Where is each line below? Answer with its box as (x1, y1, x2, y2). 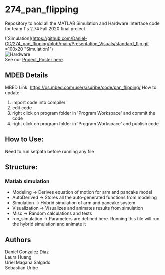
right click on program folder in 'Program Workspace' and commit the (12, 110, 156, 116)
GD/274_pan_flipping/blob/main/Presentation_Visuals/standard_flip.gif (5, 40, 149, 46)
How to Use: (5, 135, 44, 144)
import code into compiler (12, 99, 66, 105)
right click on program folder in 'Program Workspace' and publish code (12, 120, 159, 126)
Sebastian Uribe (5, 265, 38, 271)
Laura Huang (5, 254, 32, 260)
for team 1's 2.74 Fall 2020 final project (5, 25, 86, 31)
